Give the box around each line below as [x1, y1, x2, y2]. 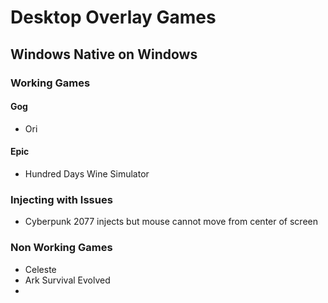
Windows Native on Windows [10, 46, 198, 63]
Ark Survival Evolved [24, 274, 111, 286]
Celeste [24, 263, 57, 275]
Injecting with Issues [10, 192, 113, 206]
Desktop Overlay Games [10, 6, 217, 29]
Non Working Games [10, 241, 113, 255]
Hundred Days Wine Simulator [24, 167, 150, 180]
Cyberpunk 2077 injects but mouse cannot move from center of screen [24, 216, 318, 228]
